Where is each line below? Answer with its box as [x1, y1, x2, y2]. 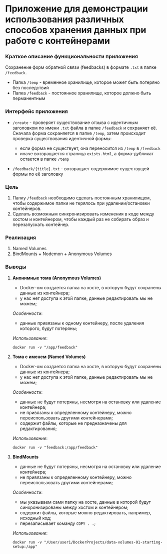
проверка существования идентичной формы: [12, 135, 112, 141]
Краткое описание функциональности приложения [5, 53, 138, 60]
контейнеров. [12, 205, 41, 211]
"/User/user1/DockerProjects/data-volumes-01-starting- [44, 539, 163, 545]
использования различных [5, 14, 124, 25]
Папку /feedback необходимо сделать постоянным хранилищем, [12, 195, 151, 201]
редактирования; [19, 425, 57, 431]
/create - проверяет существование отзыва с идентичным [12, 119, 138, 126]
